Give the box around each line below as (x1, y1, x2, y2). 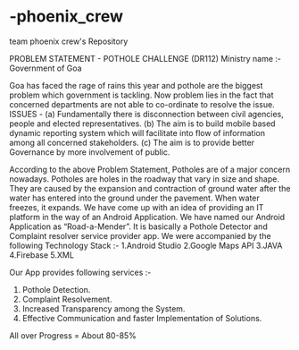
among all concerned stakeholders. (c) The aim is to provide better (9, 137, 255, 148)
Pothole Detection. (21, 284, 91, 295)
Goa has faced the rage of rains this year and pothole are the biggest (9, 80, 263, 90)
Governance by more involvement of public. (9, 146, 170, 158)
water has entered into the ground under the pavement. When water (9, 192, 261, 203)
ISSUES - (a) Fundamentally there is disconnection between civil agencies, (9, 108, 284, 119)
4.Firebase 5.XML (9, 249, 74, 260)
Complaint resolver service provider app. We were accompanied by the (9, 230, 271, 241)
